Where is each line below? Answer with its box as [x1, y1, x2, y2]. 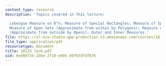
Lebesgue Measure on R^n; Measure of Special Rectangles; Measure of [9, 21, 156, 26]
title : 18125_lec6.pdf [5, 48, 52, 54]
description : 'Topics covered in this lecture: [5, 12, 105, 17]
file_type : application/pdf [5, 39, 63, 45]
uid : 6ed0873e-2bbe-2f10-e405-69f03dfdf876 [5, 53, 96, 58]
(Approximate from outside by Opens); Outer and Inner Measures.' [9, 30, 149, 35]
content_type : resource [5, 7, 54, 12]
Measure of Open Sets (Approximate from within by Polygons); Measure [9, 25, 158, 30]
